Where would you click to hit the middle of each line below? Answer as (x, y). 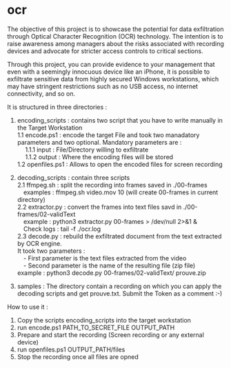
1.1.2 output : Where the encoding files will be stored (99, 156)
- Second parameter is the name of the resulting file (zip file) (109, 265)
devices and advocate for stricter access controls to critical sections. (105, 51)
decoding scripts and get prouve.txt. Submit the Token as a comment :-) (120, 293)
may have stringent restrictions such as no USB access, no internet (103, 86)
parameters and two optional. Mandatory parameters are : (99, 142)
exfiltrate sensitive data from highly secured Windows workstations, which (113, 79)
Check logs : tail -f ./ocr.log (62, 229)
